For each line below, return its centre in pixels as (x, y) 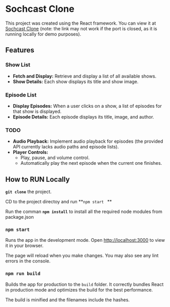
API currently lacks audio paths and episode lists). (66, 147)
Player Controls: (31, 152)
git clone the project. (29, 192)
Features (20, 50)
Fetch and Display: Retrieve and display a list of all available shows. (84, 76)
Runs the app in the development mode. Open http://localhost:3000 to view (85, 240)
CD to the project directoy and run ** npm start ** (59, 202)
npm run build (23, 274)
